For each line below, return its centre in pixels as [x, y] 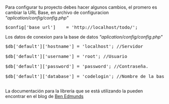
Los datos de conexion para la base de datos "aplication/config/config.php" [84, 37]
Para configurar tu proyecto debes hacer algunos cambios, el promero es [81, 7]
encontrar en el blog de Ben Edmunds [45, 96]
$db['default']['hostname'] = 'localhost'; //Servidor [74, 46]
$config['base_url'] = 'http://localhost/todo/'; [72, 27]
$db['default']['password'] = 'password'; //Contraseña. [77, 66]
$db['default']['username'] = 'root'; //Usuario [66, 56]
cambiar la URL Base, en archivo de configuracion [57, 12]
